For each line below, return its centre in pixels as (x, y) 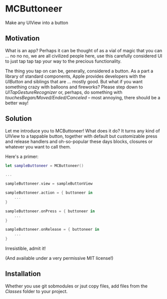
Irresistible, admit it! (25, 248)
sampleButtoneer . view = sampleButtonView (49, 184)
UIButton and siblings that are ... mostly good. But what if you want (74, 81)
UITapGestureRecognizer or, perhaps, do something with (64, 92)
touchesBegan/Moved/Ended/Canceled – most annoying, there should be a (83, 97)
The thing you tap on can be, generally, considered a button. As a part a (79, 71)
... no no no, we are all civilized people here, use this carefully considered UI (84, 56)
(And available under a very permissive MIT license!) (59, 258)
